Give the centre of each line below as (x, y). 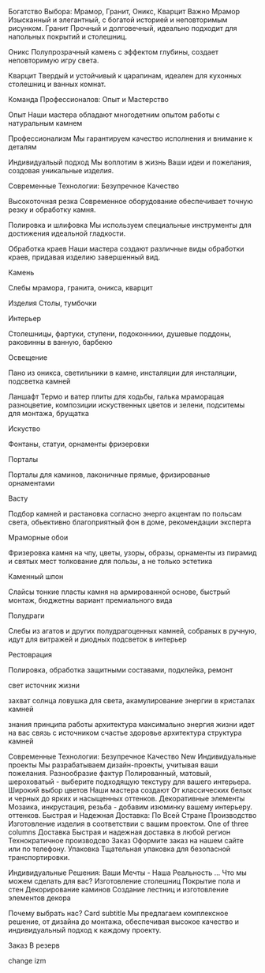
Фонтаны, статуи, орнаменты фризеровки (79, 444)
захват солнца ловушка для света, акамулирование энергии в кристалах (132, 700)
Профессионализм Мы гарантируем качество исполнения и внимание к (131, 138)
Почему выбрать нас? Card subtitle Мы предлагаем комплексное (118, 913)
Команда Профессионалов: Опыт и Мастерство (89, 99)
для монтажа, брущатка (49, 413)
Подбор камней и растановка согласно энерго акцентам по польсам (125, 514)
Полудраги (26, 615)
